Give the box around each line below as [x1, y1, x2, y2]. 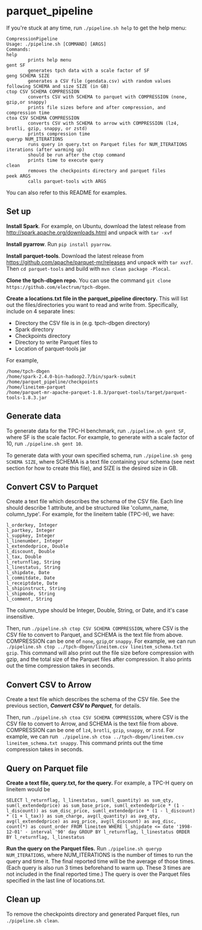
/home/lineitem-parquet [6, 384, 66, 390]
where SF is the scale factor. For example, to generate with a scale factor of [6, 433, 195, 441]
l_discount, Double [6, 549, 55, 555]
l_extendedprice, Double [6, 543, 69, 549]
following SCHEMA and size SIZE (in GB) [6, 83, 110, 89]
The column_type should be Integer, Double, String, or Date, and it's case [6, 607, 189, 614]
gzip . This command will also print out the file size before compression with [6, 650, 194, 657]
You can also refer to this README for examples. [6, 189, 127, 196]
